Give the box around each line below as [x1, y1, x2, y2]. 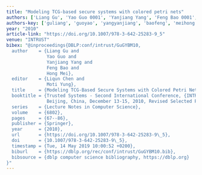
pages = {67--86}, [11, 115, 69, 121]
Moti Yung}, [46, 82, 77, 88]
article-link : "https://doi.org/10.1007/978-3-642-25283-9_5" [6, 31, 165, 37]
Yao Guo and [46, 54, 77, 60]
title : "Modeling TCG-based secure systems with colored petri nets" [6, 8, 185, 15]
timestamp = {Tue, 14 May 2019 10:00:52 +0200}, [11, 143, 136, 149]
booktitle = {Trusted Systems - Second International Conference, [11, 93, 182, 99]
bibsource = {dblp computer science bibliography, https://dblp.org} [11, 154, 189, 160]
